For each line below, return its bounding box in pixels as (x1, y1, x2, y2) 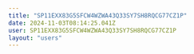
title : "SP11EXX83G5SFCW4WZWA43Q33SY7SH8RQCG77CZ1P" (8, 11, 188, 20)
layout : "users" (8, 33, 62, 42)
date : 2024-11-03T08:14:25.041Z (8, 19, 116, 27)
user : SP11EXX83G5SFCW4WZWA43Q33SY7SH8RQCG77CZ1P (8, 26, 177, 34)
